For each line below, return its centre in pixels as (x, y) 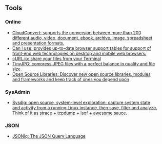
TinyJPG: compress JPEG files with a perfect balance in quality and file (83, 63)
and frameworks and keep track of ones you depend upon (71, 79)
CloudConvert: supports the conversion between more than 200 (77, 32)
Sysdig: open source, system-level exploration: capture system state (81, 103)
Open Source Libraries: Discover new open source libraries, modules (81, 74)
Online (13, 22)
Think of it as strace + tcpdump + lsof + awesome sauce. (70, 113)
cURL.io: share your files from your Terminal (56, 59)
